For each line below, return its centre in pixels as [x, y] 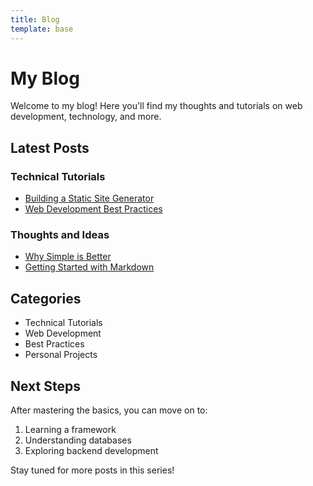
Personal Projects [61, 355]
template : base [42, 29]
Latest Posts [50, 147]
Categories [46, 298]
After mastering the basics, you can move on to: [109, 410]
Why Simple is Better [68, 257]
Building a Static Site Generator [89, 198]
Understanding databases [78, 440]
